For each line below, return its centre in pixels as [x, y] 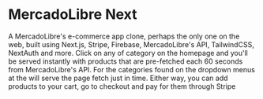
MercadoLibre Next [73, 15]
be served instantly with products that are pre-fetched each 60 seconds [126, 61]
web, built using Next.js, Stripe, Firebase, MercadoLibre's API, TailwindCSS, [131, 44]
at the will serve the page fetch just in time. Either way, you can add [118, 78]
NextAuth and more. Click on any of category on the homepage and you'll [128, 53]
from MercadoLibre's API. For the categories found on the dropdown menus [131, 69]
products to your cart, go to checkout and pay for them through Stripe [122, 86]
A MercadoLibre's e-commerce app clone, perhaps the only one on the [124, 36]
